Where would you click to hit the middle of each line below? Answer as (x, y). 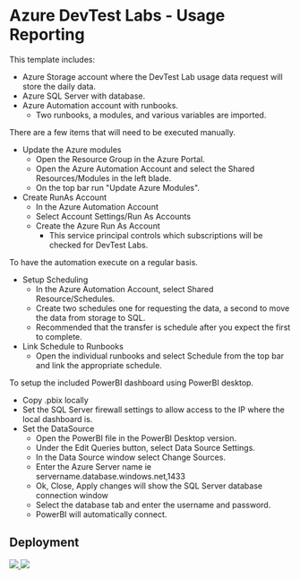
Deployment (44, 543)
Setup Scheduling (55, 280)
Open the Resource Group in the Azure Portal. (120, 159)
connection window (72, 495)
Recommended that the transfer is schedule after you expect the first (163, 327)
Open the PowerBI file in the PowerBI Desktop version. (136, 438)
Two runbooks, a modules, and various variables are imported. (151, 115)
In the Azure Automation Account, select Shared (124, 289)
